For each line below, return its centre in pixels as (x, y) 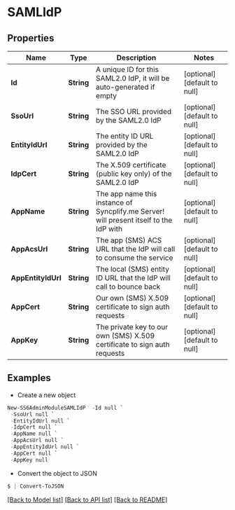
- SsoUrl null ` (32, 414)
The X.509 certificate (131, 165)
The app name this (126, 194)
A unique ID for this (127, 69)
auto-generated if (125, 87)
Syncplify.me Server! (130, 211)
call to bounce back (128, 287)
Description (136, 58)
